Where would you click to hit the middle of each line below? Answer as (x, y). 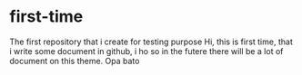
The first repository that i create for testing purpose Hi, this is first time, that (151, 42)
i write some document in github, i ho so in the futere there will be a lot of (146, 51)
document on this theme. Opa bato (75, 61)
